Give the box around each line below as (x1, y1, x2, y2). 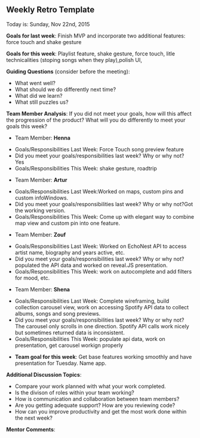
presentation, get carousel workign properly (14, 341, 124, 349)
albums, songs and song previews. (14, 310, 101, 317)
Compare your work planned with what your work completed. (14, 383, 166, 390)
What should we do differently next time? (14, 86, 116, 93)
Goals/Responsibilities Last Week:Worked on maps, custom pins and (14, 188, 184, 195)
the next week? (14, 414, 53, 421)
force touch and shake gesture (6, 38, 82, 45)
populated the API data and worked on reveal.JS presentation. (14, 262, 168, 269)
